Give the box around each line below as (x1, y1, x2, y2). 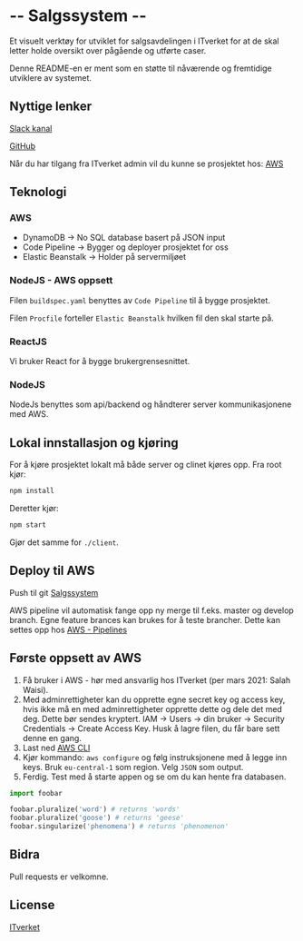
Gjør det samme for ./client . (9, 537, 120, 548)
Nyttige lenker (9, 99, 93, 114)
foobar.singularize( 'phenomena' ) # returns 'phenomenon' (9, 822, 230, 831)
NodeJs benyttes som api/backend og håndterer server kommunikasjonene (9, 399, 292, 410)
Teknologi (9, 184, 67, 200)
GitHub (9, 140, 36, 151)
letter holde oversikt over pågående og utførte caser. (9, 45, 207, 55)
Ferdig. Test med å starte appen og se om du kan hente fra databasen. (22, 771, 287, 782)
